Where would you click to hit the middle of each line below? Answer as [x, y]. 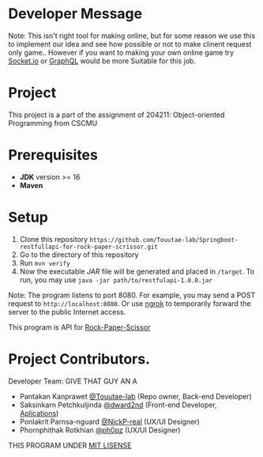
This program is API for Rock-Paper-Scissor [79, 327]
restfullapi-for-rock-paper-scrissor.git [88, 247]
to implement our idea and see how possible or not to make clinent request [130, 43]
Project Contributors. [79, 359]
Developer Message [75, 14]
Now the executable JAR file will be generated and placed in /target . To [137, 271]
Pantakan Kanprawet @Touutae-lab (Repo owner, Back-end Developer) [136, 396]
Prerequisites [53, 155]
